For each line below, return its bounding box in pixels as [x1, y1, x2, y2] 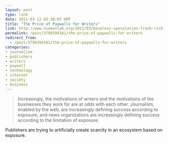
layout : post [5, 7, 33, 13]
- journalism [5, 49, 33, 54]
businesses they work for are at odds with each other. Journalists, [17, 101, 155, 107]
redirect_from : [5, 36, 37, 41]
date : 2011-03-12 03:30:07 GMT [5, 17, 71, 22]
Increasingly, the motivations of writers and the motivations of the [17, 96, 154, 102]
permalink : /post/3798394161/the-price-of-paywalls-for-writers [5, 31, 143, 36]
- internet [5, 73, 28, 78]
